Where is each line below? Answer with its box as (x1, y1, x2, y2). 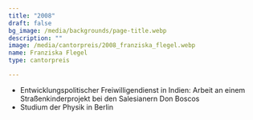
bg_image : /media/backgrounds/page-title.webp (8, 26, 167, 34)
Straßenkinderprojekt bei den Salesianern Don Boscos (19, 94, 200, 103)
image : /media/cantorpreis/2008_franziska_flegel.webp (8, 42, 196, 50)
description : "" (8, 34, 63, 42)
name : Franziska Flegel (8, 49, 88, 57)
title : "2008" (8, 11, 56, 20)
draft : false (8, 19, 52, 27)
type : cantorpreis (8, 57, 70, 65)
